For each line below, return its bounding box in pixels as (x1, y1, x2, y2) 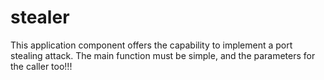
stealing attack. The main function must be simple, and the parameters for (10, 49, 316, 61)
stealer (10, 6, 70, 29)
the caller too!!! (10, 60, 73, 72)
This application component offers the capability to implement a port (10, 39, 293, 51)
